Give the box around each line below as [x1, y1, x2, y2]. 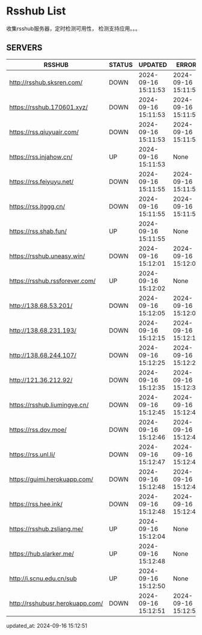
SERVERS [6, 43, 43, 53]
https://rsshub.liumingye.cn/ [9, 400, 89, 409]
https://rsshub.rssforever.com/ [9, 277, 96, 285]
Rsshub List [6, 4, 66, 18]
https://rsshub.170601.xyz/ [9, 103, 88, 111]
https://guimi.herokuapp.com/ [9, 475, 94, 483]
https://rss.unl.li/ [9, 450, 55, 458]
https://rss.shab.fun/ [9, 227, 67, 235]
